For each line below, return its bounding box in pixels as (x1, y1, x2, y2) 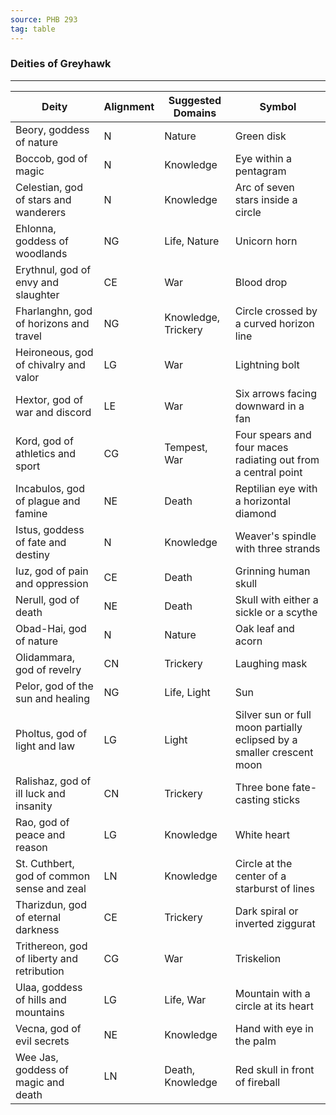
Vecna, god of (15, 1021, 82, 1035)
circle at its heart (234, 999, 314, 1013)
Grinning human (234, 564, 311, 578)
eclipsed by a (234, 732, 298, 746)
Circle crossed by (234, 304, 318, 318)
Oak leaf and (234, 621, 295, 635)
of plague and (15, 494, 81, 508)
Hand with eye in (234, 1021, 314, 1035)
